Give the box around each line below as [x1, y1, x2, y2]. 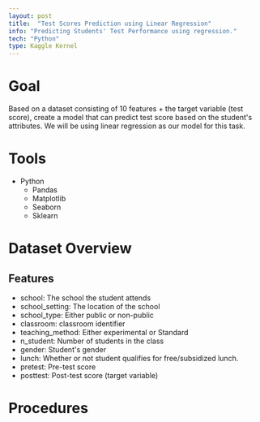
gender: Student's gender [19, 345, 107, 354]
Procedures [8, 399, 89, 418]
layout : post [8, 11, 53, 20]
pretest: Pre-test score [19, 362, 96, 372]
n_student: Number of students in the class [19, 336, 164, 346]
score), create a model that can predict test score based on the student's [8, 113, 253, 123]
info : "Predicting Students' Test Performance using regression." [8, 27, 237, 35]
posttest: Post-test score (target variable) [19, 371, 159, 380]
